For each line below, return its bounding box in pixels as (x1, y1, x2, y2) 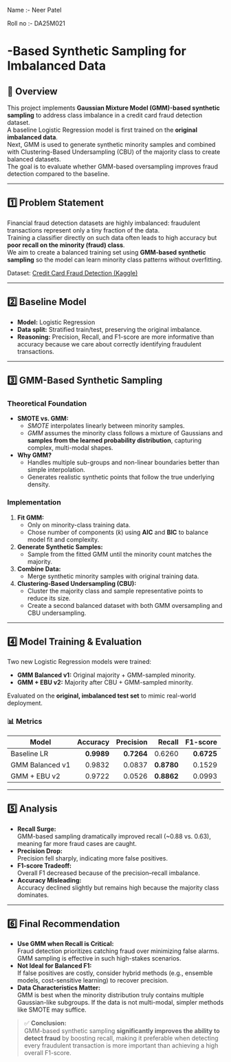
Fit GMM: (16, 513, 45, 522)
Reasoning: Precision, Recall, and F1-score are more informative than (16, 333, 214, 341)
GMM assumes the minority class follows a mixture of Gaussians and (27, 429, 223, 437)
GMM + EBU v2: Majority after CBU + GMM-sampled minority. (16, 678, 194, 687)
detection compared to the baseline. (7, 170, 110, 178)
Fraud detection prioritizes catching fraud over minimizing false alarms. (16, 947, 220, 955)
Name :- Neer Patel (7, 6, 62, 14)
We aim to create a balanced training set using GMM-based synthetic (7, 248, 206, 256)
